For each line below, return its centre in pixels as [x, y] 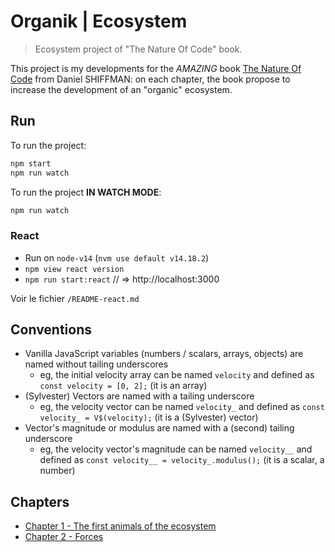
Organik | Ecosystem [99, 21]
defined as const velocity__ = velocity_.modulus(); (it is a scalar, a [182, 460]
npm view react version [74, 269]
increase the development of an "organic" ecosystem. [121, 89]
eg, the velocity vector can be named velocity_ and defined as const [182, 407]
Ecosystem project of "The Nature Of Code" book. [138, 49]
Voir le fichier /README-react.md [75, 298]
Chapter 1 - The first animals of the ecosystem [120, 526]
